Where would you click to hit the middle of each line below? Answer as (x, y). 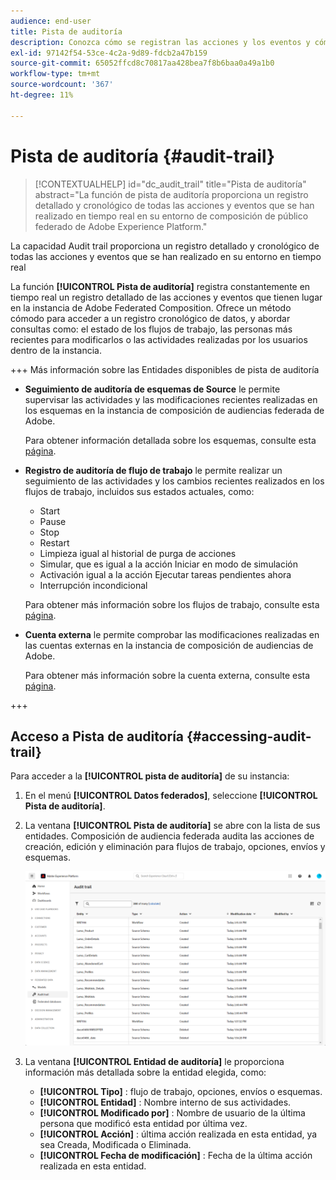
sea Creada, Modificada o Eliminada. (115, 1144)
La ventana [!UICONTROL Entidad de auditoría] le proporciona (154, 1061)
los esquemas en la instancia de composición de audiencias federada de (174, 410)
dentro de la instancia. (56, 350)
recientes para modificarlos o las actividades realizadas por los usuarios (159, 339)
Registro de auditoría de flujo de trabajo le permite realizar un (153, 470)
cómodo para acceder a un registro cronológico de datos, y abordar (150, 318)
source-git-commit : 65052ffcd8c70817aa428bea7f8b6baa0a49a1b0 (142, 63)
